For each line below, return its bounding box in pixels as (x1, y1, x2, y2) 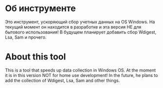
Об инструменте (5, 3, 76, 14)
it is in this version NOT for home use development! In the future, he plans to (5, 72, 158, 78)
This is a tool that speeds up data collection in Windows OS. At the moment (5, 67, 156, 73)
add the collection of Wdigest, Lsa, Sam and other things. (5, 77, 120, 83)
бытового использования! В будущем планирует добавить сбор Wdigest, (5, 29, 157, 35)
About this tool (5, 51, 66, 62)
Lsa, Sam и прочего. (5, 34, 47, 40)
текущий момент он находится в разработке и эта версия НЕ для (5, 24, 142, 29)
